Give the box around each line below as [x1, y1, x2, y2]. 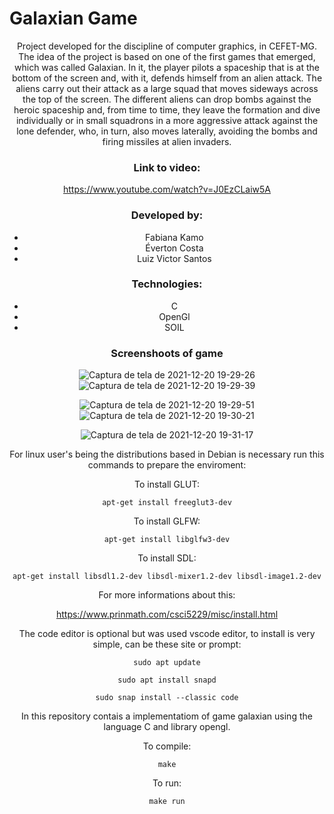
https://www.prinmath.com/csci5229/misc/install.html [55, 608, 279, 621]
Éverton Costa [145, 242, 204, 254]
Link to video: [133, 160, 201, 174]
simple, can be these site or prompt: [92, 638, 242, 651]
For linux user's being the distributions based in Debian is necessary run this [9, 448, 325, 461]
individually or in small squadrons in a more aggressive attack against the [15, 114, 319, 126]
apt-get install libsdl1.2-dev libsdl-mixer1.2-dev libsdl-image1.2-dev [12, 572, 322, 582]
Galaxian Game [9, 7, 138, 30]
